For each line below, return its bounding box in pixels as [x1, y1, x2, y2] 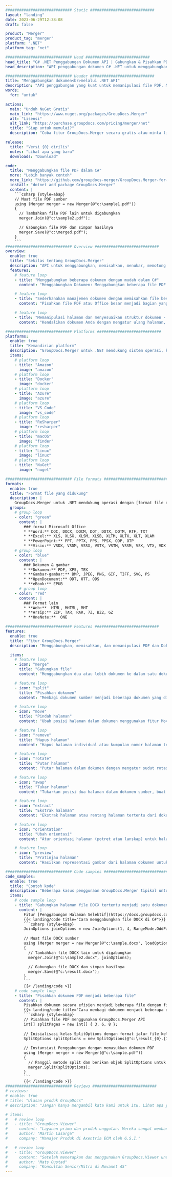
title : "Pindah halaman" [18, 714, 72, 719]
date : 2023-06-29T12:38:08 [5, 17, 63, 22]
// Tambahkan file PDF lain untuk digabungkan [18, 211, 120, 216]
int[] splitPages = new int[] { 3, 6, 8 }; [24, 1022, 118, 1027]
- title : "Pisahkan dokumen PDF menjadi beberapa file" [14, 993, 137, 998]
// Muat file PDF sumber [14, 196, 68, 202]
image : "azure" [18, 395, 52, 401]
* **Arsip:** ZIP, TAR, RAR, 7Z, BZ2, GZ [24, 610, 114, 615]
